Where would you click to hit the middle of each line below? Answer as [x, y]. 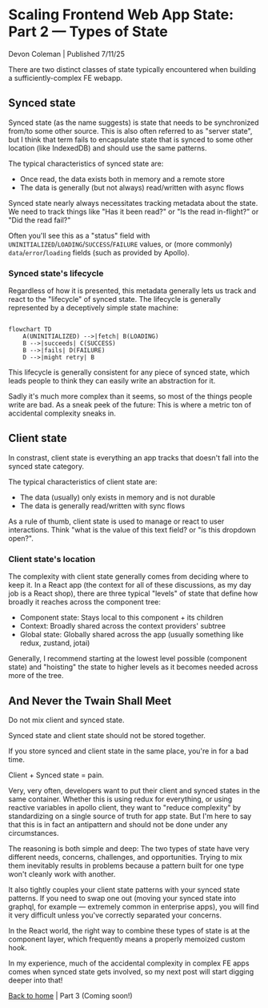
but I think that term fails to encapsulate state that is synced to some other [131, 139]
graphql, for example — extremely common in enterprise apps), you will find [134, 906]
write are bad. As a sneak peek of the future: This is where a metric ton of [130, 405]
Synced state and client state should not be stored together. [107, 735]
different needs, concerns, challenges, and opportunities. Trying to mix [125, 857]
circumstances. [34, 833]
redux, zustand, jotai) [55, 643]
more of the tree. [36, 676]
